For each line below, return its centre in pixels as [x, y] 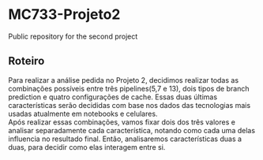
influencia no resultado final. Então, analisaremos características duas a [125, 139]
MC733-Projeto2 [64, 15]
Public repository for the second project [73, 36]
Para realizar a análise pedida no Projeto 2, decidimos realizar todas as [124, 80]
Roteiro [26, 61]
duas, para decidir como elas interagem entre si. [87, 147]
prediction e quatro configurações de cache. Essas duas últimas [113, 97]
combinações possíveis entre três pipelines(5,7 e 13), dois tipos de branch [129, 88]
